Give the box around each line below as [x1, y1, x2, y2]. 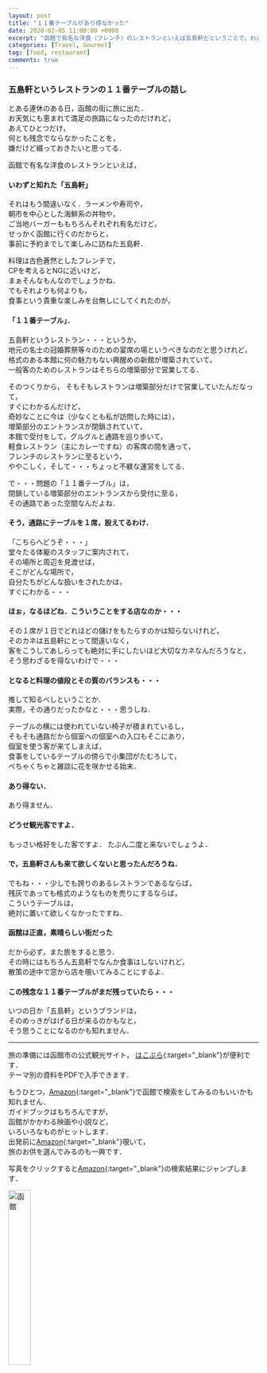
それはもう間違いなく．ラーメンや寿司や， [8, 199, 147, 209]
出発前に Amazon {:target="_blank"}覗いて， [8, 1137, 150, 1147]
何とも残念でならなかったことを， [8, 133, 120, 143]
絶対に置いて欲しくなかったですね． [8, 908, 127, 917]
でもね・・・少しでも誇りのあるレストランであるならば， [8, 878, 196, 888]
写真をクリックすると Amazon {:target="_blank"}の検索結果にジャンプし [8, 1164, 241, 1174]
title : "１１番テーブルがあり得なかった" [8, 19, 130, 27]
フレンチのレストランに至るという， [8, 451, 126, 461]
